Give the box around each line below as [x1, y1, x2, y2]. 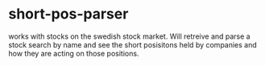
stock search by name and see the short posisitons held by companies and [8, 39, 258, 49]
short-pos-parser [8, 5, 129, 23]
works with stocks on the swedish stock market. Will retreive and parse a [8, 31, 251, 41]
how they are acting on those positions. [8, 48, 139, 58]
